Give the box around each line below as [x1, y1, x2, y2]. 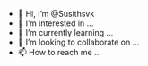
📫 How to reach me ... [17, 47, 101, 57]
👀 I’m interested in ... [17, 18, 94, 29]
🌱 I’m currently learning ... [17, 28, 114, 37]
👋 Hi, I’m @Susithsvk [17, 9, 95, 19]
